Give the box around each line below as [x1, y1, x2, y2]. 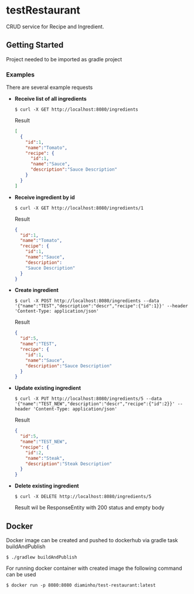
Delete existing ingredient [14, 482, 79, 489]
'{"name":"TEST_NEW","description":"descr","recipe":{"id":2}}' [14, 401, 175, 407]
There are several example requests [6, 84, 93, 91]
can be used [6, 570, 36, 578]
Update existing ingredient [14, 384, 81, 391]
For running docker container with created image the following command [6, 565, 182, 572]
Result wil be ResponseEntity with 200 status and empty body [14, 504, 165, 511]
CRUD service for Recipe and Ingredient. [6, 23, 104, 30]
